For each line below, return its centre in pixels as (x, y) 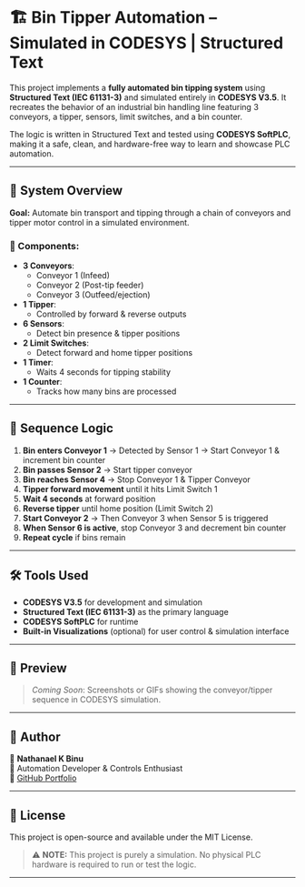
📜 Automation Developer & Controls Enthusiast (96, 769)
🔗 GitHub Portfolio (43, 778)
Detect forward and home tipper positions (114, 353)
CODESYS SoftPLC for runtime (80, 621)
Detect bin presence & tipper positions (108, 334)
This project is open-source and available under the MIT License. (131, 837)
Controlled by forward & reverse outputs (111, 314)
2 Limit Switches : (55, 343)
